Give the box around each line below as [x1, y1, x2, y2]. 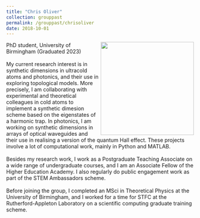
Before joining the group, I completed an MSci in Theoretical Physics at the [6, 187, 190, 194]
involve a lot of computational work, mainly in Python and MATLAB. [6, 143, 171, 150]
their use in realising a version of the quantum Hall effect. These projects [6, 136, 185, 144]
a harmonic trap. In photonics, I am [6, 117, 92, 125]
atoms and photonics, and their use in [6, 73, 99, 80]
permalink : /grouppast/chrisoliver [6, 20, 95, 26]
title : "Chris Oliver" [6, 8, 62, 15]
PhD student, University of [6, 42, 71, 49]
